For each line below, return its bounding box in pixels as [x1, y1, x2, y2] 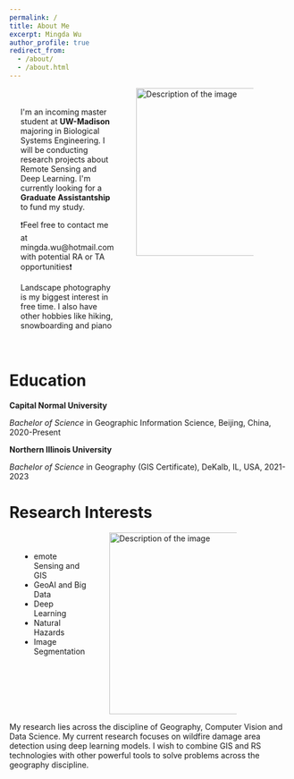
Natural [33, 617, 61, 628]
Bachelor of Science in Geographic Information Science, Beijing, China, [9, 417, 272, 428]
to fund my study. [21, 201, 86, 212]
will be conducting [21, 144, 88, 155]
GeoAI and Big [33, 579, 87, 590]
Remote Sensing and [21, 163, 97, 174]
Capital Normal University [9, 400, 108, 411]
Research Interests [9, 503, 153, 522]
